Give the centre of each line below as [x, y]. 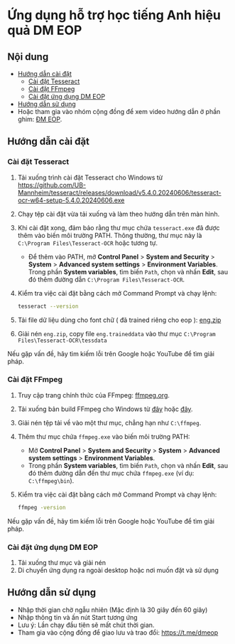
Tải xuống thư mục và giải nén [62, 563]
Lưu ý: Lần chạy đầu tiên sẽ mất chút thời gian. [86, 625]
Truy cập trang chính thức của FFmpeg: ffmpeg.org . [94, 395]
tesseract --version [48, 306]
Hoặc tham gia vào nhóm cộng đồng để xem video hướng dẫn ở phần [119, 111]
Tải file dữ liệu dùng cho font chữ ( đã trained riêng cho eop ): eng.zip [119, 320]
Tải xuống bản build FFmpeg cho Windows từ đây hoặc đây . [105, 409]
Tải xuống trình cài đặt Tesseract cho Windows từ [90, 177]
